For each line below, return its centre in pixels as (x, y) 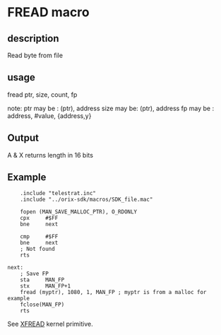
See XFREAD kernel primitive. (50, 324)
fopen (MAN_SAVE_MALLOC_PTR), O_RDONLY (79, 212)
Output (23, 138)
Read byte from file (35, 55)
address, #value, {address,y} (49, 116)
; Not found (37, 249)
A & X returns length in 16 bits (50, 155)
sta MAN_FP (42, 280)
